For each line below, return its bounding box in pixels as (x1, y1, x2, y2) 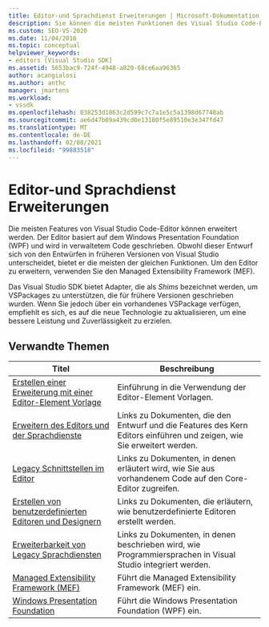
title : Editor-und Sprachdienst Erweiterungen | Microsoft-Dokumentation (8, 11, 260, 20)
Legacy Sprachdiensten (12, 549, 102, 560)
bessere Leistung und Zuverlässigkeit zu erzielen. (8, 316, 172, 326)
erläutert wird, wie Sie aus (117, 463, 215, 474)
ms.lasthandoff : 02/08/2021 (8, 138, 102, 147)
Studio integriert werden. (117, 559, 211, 570)
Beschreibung (159, 363, 215, 374)
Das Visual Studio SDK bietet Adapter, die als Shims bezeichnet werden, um (8, 282, 259, 292)
